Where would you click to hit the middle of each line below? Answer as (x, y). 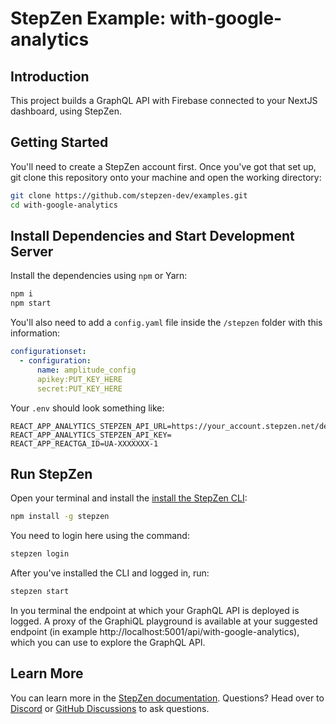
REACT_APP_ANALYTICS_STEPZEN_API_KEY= (91, 435)
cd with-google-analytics (64, 205)
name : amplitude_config (86, 370)
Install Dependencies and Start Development (152, 235)
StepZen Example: (88, 18)
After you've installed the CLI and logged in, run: (110, 573)
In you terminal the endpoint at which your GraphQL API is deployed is (155, 610)
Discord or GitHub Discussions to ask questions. (110, 708)
